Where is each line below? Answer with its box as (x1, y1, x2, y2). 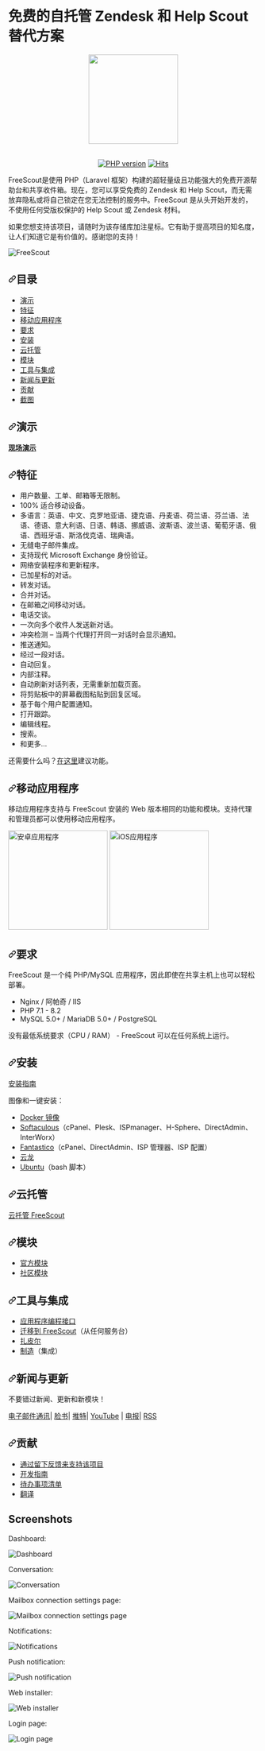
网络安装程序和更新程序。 (19, 560, 104, 570)
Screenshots (8, 1513, 73, 1526)
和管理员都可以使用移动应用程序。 (8, 814, 120, 823)
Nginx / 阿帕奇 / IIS (19, 997, 82, 1006)
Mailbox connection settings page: (8, 1595, 121, 1605)
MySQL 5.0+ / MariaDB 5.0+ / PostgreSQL (19, 1014, 158, 1024)
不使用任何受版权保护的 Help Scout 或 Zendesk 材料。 (8, 204, 185, 215)
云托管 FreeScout (8, 1210, 65, 1220)
